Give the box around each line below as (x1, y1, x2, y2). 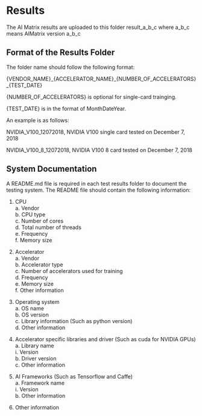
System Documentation (6, 164, 97, 174)
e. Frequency (14, 230, 48, 237)
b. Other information (14, 392, 66, 399)
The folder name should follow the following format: (6, 63, 135, 71)
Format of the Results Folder (6, 48, 115, 58)
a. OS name (14, 304, 44, 312)
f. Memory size (14, 236, 52, 244)
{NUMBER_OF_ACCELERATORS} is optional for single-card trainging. (6, 93, 177, 100)
